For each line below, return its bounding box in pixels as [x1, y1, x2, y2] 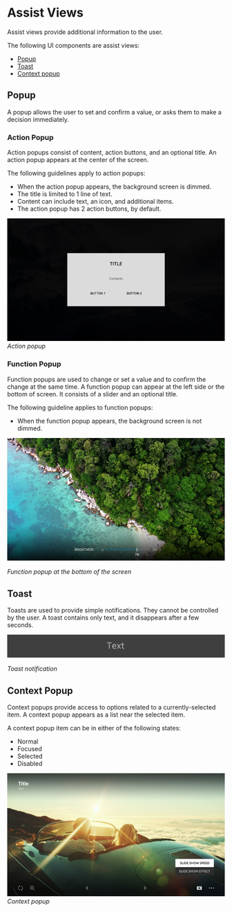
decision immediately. [7, 115, 69, 123]
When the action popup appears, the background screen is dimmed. [17, 182, 212, 191]
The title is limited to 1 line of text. [17, 190, 113, 198]
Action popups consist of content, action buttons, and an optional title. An [7, 148, 217, 157]
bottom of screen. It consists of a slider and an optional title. [7, 389, 178, 398]
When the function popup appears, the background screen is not [17, 416, 202, 425]
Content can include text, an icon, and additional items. [17, 198, 174, 206]
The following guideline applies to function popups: [7, 403, 153, 412]
